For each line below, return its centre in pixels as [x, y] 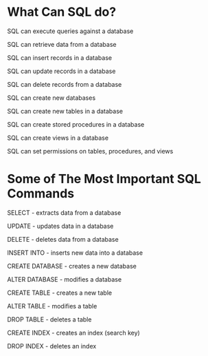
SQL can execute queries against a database [70, 31]
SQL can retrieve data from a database [62, 44]
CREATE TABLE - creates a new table [59, 293]
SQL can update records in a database [61, 71]
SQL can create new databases [51, 98]
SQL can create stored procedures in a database [76, 124]
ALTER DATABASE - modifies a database [65, 279]
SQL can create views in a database [58, 138]
